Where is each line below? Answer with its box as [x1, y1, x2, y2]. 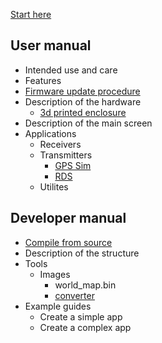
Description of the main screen [24, 117, 153, 129]
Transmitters [39, 149, 93, 161]
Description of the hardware [24, 95, 142, 108]
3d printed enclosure [39, 106, 127, 118]
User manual [10, 37, 92, 54]
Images [39, 268, 71, 280]
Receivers [39, 138, 82, 150]
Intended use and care [24, 64, 118, 76]
